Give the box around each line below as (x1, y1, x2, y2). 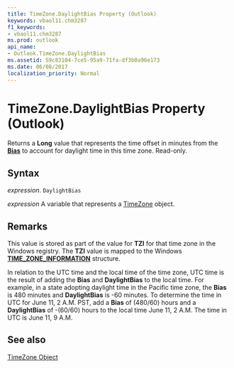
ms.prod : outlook (7, 37, 59, 44)
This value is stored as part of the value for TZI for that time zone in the (7, 239, 216, 248)
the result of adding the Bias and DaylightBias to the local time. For (7, 276, 204, 284)
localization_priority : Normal (7, 70, 100, 77)
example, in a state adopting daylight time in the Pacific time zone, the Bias (7, 283, 227, 292)
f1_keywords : (7, 23, 46, 31)
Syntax (7, 167, 40, 179)
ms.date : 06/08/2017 (7, 63, 69, 70)
